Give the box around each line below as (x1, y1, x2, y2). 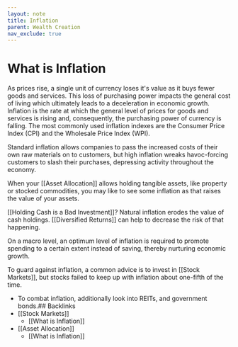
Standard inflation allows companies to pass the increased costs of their (7, 143, 218, 152)
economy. (7, 166, 37, 174)
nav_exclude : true (7, 30, 62, 38)
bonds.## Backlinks (17, 302, 76, 310)
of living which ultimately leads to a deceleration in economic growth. (7, 99, 210, 108)
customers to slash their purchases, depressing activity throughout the (7, 158, 214, 166)
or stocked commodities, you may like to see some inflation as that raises (7, 187, 221, 195)
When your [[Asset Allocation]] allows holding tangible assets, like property (7, 179, 227, 188)
